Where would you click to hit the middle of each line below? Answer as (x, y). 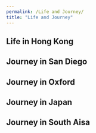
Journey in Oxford (41, 82)
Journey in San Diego (47, 62)
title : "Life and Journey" (40, 17)
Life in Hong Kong (40, 41)
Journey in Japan (39, 102)
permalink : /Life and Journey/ (45, 12)
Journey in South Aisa (48, 123)
